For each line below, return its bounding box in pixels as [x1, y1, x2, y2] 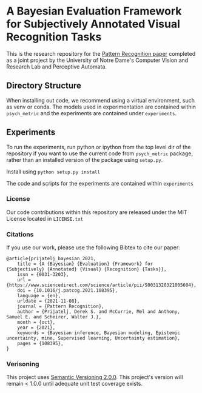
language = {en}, [17, 293, 61, 299]
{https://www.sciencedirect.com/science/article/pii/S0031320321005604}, [6, 282, 197, 289]
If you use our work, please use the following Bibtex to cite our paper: [6, 244, 180, 251]
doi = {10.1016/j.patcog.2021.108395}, [17, 287, 118, 294]
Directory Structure [6, 81, 82, 91]
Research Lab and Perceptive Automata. [6, 62, 107, 70]
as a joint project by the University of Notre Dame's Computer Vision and [6, 56, 189, 64]
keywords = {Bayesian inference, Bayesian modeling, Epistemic [17, 330, 181, 336]
